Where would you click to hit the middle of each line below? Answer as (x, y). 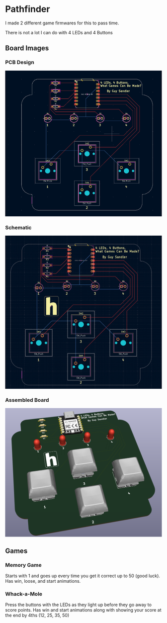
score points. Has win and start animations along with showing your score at (83, 610)
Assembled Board (27, 400)
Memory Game (24, 565)
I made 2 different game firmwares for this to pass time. (62, 23)
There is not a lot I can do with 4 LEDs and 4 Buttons (59, 32)
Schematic (18, 228)
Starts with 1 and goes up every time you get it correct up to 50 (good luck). (83, 576)
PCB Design (20, 62)
